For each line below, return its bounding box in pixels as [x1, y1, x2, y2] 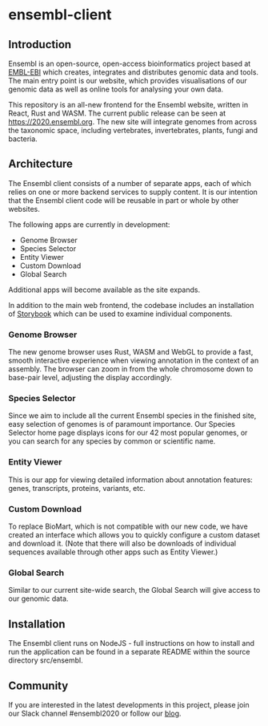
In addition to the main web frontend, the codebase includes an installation [8, 300, 254, 310]
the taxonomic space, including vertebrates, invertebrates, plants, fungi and [8, 126, 258, 135]
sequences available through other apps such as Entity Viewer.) [8, 547, 218, 557]
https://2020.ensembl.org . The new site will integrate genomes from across [8, 117, 258, 126]
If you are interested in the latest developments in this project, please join [8, 700, 250, 709]
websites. [8, 204, 40, 213]
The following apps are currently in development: [8, 219, 170, 229]
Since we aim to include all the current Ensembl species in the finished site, [8, 411, 257, 420]
